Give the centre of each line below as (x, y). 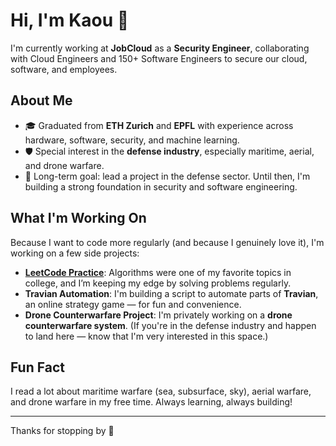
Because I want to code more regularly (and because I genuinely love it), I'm (167, 242)
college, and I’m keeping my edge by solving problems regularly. (158, 283)
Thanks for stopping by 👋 (62, 431)
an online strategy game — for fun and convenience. (133, 304)
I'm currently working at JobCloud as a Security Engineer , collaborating (160, 48)
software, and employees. (64, 69)
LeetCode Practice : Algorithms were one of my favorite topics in (158, 272)
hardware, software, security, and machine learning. (132, 140)
